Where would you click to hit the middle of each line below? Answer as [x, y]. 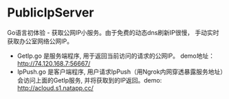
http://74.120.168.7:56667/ [54, 63]
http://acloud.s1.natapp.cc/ [55, 88]
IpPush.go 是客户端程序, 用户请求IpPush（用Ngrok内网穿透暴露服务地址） [120, 71]
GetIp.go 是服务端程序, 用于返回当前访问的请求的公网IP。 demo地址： [116, 56]
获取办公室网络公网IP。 [40, 41]
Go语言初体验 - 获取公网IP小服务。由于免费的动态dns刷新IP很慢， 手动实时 [113, 32]
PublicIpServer [51, 13]
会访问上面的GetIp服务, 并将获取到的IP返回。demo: [89, 80]
